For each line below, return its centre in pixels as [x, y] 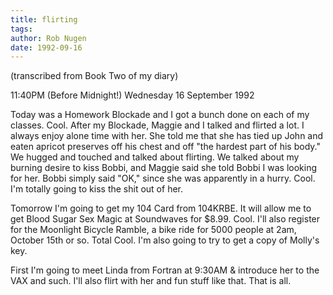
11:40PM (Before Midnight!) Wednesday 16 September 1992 [132, 95]
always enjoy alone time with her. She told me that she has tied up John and [167, 136]
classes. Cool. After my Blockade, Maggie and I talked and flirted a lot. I [157, 125]
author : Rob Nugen [48, 38]
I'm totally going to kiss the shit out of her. [97, 189]
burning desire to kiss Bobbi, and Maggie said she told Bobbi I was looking [164, 168]
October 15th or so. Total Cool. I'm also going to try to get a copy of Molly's [165, 240]
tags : [21, 29]
